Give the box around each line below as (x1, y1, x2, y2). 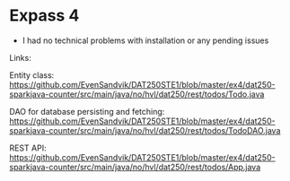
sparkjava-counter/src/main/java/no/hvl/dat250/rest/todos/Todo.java (9, 89, 265, 99)
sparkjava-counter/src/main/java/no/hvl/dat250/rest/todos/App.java (9, 161, 261, 172)
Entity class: (9, 69, 55, 81)
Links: (9, 52, 31, 63)
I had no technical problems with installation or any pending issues (22, 35, 269, 46)
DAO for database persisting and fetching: (9, 106, 165, 116)
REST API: (9, 142, 47, 153)
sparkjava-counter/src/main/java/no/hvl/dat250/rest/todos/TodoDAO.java (9, 125, 281, 135)
